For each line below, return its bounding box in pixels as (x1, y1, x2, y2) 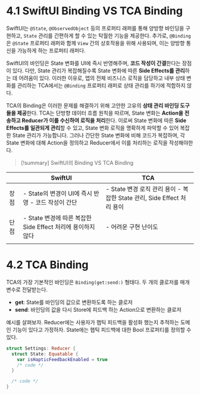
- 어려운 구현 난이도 (105, 222, 159, 231)
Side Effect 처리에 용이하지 (23, 222, 95, 231)
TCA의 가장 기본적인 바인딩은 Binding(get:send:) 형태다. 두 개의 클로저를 (6, 278, 179, 286)
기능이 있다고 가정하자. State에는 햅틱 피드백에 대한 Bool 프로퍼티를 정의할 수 (12, 326, 192, 333)
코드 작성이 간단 (35, 198, 77, 206)
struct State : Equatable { (11, 351, 79, 357)
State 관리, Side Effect (118, 193, 179, 202)
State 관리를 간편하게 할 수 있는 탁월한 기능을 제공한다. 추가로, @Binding (23, 32, 192, 39)
